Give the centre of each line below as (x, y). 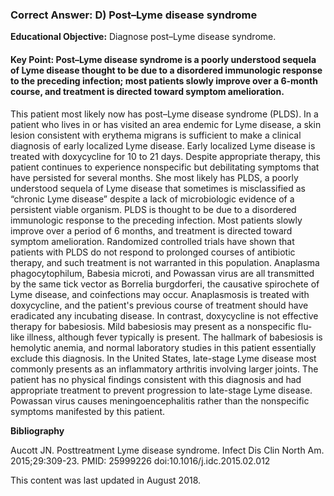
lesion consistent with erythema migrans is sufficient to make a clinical (156, 135)
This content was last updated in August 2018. (106, 480)
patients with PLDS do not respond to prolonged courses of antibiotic (153, 252)
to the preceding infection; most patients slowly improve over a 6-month (164, 80)
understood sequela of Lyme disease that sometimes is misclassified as (158, 188)
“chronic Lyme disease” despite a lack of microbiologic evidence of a (152, 199)
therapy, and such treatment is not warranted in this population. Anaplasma (165, 262)
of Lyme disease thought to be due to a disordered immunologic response (166, 70)
